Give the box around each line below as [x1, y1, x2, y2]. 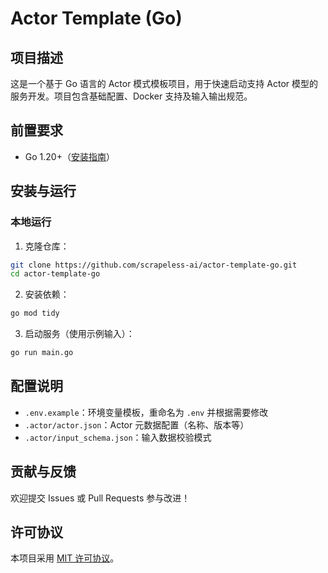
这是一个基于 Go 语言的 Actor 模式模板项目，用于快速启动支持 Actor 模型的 [10, 78, 318, 89]
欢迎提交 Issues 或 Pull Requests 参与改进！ [10, 492, 191, 504]
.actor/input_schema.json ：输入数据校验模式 [24, 431, 212, 443]
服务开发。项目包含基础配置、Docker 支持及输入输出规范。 [10, 90, 253, 102]
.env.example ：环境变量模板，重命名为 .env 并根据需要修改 [24, 406, 269, 418]
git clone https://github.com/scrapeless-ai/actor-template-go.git [10, 260, 298, 270]
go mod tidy [10, 308, 60, 319]
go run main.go [10, 348, 74, 358]
